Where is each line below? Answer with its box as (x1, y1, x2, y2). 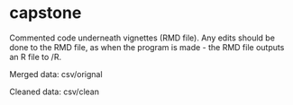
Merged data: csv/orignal (9, 68, 103, 79)
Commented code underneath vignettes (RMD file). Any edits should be (9, 32, 275, 43)
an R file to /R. (9, 51, 61, 62)
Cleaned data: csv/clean (9, 86, 99, 97)
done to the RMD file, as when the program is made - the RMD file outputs (9, 41, 285, 52)
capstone (9, 3, 82, 23)
